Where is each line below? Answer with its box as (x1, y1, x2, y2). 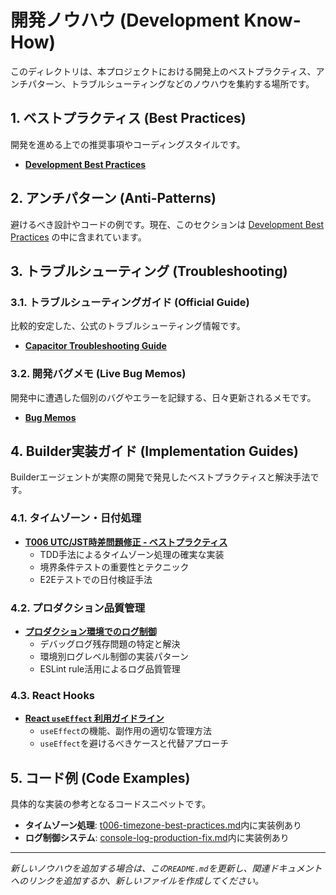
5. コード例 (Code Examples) (10, 769, 191, 786)
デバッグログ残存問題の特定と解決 (39, 637, 181, 650)
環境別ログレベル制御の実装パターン (39, 650, 189, 662)
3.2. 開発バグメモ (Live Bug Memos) (10, 367, 187, 381)
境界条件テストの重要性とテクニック (39, 561, 190, 573)
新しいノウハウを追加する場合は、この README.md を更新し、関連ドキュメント (10, 862, 323, 875)
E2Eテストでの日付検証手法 (39, 573, 153, 585)
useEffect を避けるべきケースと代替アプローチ (39, 737, 230, 750)
